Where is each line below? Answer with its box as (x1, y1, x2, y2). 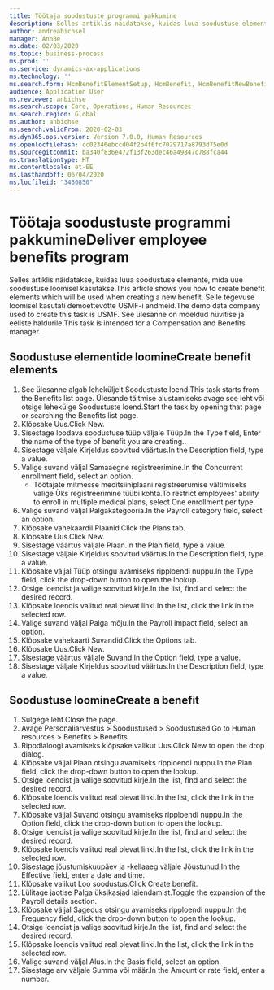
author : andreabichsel (9, 27, 86, 35)
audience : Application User (9, 87, 105, 96)
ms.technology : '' (9, 72, 72, 81)
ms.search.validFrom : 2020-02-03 (9, 125, 123, 133)
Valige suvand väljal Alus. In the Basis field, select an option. (20, 957, 222, 966)
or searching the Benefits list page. (20, 410, 139, 420)
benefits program (9, 248, 129, 267)
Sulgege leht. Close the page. (20, 715, 119, 725)
